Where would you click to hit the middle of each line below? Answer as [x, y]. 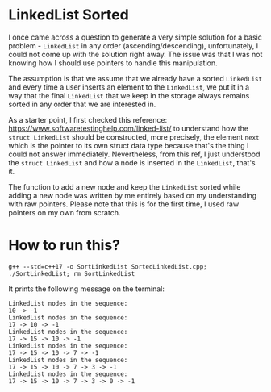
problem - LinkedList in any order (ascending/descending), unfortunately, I [133, 45]
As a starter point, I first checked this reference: [88, 119]
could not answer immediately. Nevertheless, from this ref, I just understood [134, 154]
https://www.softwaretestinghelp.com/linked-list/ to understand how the [128, 128]
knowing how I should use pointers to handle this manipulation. [113, 63]
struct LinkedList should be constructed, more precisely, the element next [134, 137]
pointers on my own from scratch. [65, 212]
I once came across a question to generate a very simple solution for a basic [135, 37]
